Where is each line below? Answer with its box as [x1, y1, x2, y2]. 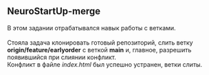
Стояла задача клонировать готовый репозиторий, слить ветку [7, 38, 194, 47]
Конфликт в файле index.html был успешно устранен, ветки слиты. [7, 60, 203, 68]
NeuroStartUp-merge [7, 6, 101, 17]
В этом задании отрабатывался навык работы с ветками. [7, 23, 177, 32]
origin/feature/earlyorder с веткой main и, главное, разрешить [7, 45, 192, 54]
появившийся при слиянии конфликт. [7, 53, 117, 61]
